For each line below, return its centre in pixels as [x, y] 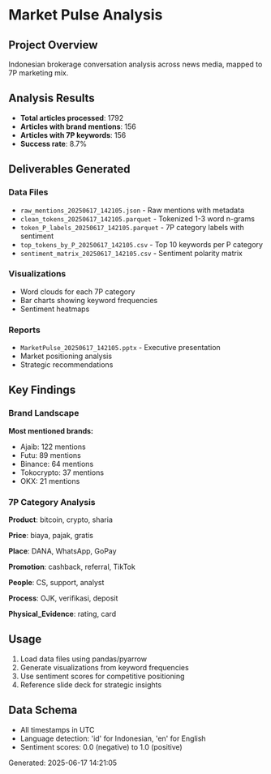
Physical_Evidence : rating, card [62, 614]
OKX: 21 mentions [50, 481]
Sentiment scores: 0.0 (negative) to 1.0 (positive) [101, 746]
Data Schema [43, 710]
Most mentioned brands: [51, 430]
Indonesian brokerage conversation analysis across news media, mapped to [135, 64]
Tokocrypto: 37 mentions [62, 473]
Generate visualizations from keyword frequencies [104, 667]
